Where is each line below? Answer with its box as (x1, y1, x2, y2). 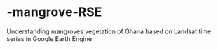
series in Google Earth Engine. (6, 34, 94, 42)
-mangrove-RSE (6, 4, 102, 20)
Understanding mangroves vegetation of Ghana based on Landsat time (6, 27, 212, 35)
